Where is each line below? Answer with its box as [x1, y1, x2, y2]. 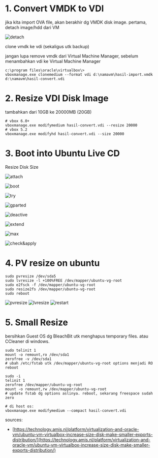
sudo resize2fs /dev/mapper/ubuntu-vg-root [5, 286, 96, 292]
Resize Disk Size [5, 164, 38, 170]
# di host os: [5, 404, 34, 409]
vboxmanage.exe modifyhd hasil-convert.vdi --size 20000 [5, 131, 125, 136]
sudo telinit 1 [5, 348, 36, 353]
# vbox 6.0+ [5, 119, 30, 123]
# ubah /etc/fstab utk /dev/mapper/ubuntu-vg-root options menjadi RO [5, 361, 153, 366]
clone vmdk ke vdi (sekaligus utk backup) [5, 43, 90, 49]
